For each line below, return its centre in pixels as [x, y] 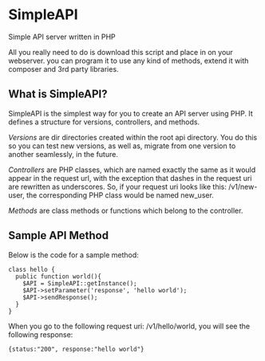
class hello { [32, 269]
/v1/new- [243, 186]
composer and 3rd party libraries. [63, 69]
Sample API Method [59, 235]
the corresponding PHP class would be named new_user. [120, 195]
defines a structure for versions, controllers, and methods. [104, 122]
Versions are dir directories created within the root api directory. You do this [133, 137]
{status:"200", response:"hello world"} [77, 349]
